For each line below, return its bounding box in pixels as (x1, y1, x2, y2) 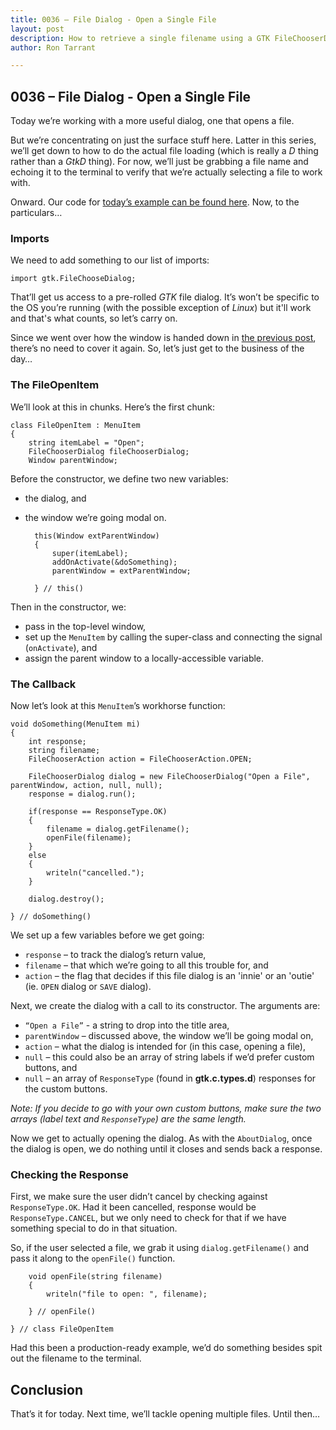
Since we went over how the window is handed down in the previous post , (10, 332, 317, 344)
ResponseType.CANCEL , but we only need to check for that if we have (10, 1212, 287, 1224)
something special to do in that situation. (10, 1222, 178, 1235)
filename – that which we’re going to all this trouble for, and (24, 959, 269, 971)
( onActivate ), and (24, 641, 98, 653)
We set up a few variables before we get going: (10, 929, 205, 941)
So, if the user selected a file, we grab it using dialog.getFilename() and (10, 1242, 310, 1254)
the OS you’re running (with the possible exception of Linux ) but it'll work (10, 302, 312, 314)
